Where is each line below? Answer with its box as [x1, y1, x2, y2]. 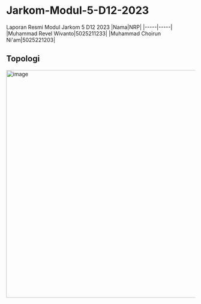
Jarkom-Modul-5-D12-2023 [6, 4, 149, 17]
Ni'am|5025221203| [6, 36, 56, 43]
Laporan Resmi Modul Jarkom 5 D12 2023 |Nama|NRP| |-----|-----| [6, 23, 173, 31]
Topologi [6, 53, 40, 64]
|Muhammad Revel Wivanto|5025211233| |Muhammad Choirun [6, 29, 161, 37]
